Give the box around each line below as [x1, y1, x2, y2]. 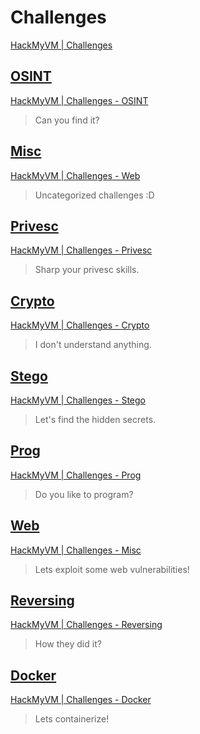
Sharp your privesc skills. [34, 264, 140, 276]
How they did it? [34, 638, 102, 650]
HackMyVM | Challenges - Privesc [10, 244, 153, 256]
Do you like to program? [34, 488, 134, 500]
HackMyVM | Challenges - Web [10, 169, 141, 181]
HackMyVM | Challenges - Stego [10, 394, 146, 406]
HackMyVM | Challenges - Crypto [10, 319, 150, 331]
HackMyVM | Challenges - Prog [10, 469, 142, 481]
